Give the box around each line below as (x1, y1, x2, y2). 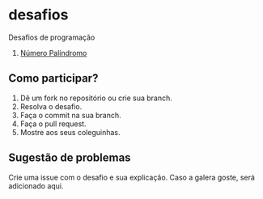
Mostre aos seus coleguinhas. (19, 127, 121, 137)
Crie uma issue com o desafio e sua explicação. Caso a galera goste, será (8, 172, 255, 182)
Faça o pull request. (19, 119, 87, 129)
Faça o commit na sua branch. (19, 110, 121, 120)
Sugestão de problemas (8, 151, 131, 165)
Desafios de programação (8, 32, 95, 42)
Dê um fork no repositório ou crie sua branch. (19, 93, 172, 103)
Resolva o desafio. (19, 101, 83, 111)
